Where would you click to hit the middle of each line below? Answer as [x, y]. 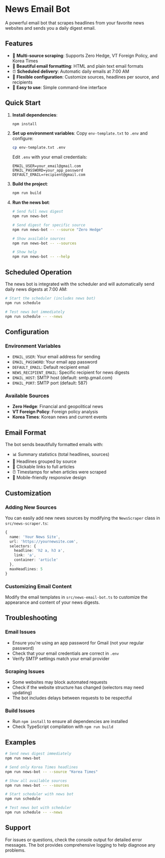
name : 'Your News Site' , [35, 537]
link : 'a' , [25, 555]
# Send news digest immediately [38, 754]
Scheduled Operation [39, 272]
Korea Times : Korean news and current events [60, 417]
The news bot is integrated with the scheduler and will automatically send [80, 284]
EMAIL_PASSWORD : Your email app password [55, 362]
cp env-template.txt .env [39, 148]
